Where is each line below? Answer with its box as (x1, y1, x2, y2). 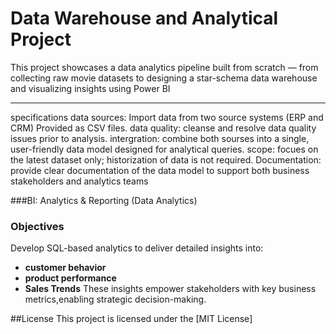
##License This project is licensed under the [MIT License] (10, 313, 253, 325)
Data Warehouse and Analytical (10, 7, 279, 30)
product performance (24, 272, 117, 284)
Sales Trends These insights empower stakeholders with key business (24, 283, 317, 295)
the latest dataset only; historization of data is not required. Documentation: (10, 153, 322, 166)
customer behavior (24, 262, 107, 274)
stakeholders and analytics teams (10, 175, 149, 187)
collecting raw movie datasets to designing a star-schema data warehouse (10, 72, 318, 84)
